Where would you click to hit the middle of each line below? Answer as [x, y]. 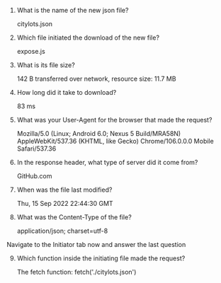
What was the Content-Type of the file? [74, 217]
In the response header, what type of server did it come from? [107, 162]
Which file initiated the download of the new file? [88, 37]
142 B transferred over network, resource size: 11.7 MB [96, 79]
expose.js [31, 51]
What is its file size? [46, 65]
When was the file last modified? [64, 190]
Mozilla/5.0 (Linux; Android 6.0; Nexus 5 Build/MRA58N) [99, 133]
